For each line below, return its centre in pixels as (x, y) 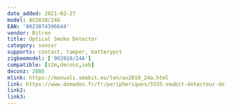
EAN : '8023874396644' (38, 26)
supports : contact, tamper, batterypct (65, 52)
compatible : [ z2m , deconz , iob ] (51, 65)
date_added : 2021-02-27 (42, 13)
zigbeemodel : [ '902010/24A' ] (49, 59)
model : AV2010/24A (34, 20)
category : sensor (32, 46)
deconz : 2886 (26, 71)
